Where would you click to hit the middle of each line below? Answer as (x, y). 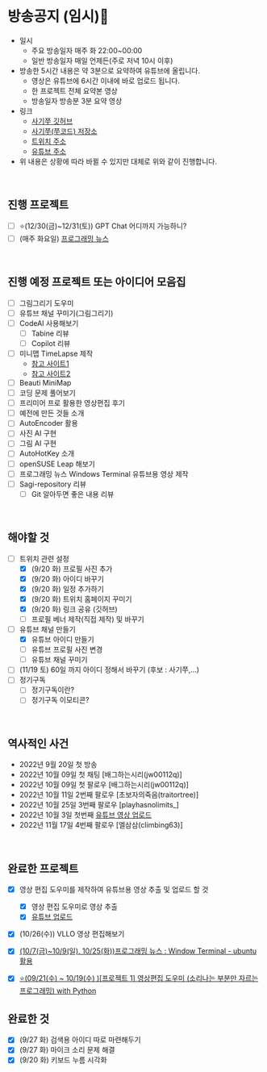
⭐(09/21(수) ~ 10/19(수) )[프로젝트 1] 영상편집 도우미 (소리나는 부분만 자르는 (139, 978)
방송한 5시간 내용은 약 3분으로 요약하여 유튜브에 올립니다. (110, 70)
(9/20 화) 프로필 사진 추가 (72, 569)
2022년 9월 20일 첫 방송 (58, 765)
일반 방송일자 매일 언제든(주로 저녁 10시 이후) (102, 60)
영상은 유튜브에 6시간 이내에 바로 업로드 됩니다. (106, 81)
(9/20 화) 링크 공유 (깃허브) (74, 609)
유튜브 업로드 (52, 917)
